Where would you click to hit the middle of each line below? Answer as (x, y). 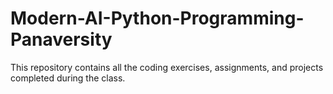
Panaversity (61, 39)
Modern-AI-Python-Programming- (157, 18)
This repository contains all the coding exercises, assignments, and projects (167, 67)
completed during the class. (68, 78)
